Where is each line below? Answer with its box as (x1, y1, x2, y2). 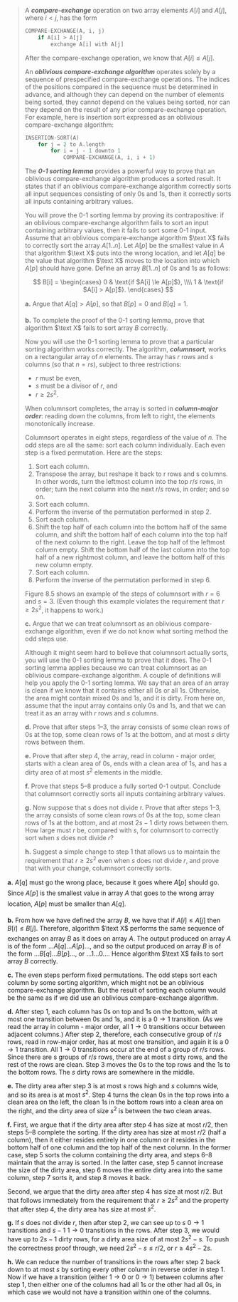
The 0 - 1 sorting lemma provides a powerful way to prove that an (24, 167, 215, 175)
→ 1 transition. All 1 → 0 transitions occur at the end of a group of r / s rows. (7, 1045, 226, 1053)
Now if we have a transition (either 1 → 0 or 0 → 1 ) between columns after (7, 1272, 224, 1281)
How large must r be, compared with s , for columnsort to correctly (24, 826, 219, 835)
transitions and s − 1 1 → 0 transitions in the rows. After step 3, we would (7, 1226, 220, 1235)
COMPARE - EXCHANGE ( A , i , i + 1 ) (63, 154, 156, 161)
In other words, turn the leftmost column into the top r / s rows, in (35, 477, 223, 485)
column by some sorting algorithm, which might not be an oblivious (7, 978, 205, 986)
